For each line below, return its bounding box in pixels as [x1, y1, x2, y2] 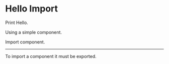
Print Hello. [5, 19, 29, 25]
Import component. [5, 38, 45, 45]
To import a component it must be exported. [5, 53, 97, 59]
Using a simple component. [5, 29, 62, 35]
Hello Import [5, 3, 58, 14]
